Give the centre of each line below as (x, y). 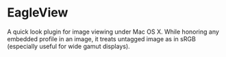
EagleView (38, 13)
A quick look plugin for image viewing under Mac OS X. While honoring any (113, 32)
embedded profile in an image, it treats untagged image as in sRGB (102, 38)
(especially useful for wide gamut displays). (68, 46)
